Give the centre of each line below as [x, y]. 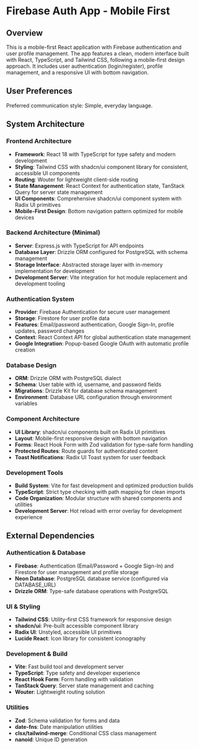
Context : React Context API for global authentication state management [103, 337]
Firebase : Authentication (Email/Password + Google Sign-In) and [94, 566]
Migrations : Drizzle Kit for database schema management [86, 391]
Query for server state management [59, 192]
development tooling [40, 283]
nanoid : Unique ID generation [51, 739]
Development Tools [35, 472]
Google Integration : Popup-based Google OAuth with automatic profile [102, 344]
